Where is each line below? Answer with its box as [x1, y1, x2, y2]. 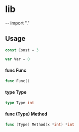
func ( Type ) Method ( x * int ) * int [5, 122, 75, 127]
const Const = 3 [5, 47, 39, 53]
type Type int [5, 100, 35, 105]
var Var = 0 [5, 56, 30, 62]
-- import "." [5, 20, 30, 26]
